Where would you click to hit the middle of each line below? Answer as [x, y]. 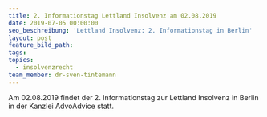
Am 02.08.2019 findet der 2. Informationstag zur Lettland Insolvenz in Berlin [133, 97]
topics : [21, 60]
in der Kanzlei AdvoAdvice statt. [61, 106]
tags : [17, 53]
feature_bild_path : [41, 45]
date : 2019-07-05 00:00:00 [53, 23]
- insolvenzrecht [44, 68]
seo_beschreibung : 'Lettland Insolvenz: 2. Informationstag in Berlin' [130, 30]
